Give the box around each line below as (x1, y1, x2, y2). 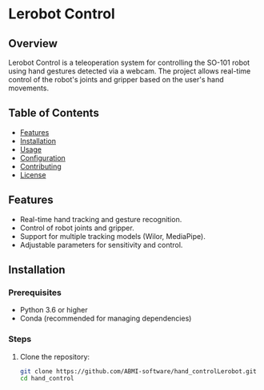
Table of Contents (8, 106, 100, 120)
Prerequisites (8, 287, 62, 298)
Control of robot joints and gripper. (19, 223, 134, 233)
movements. (8, 83, 50, 93)
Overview (8, 37, 58, 50)
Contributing (19, 161, 62, 171)
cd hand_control (19, 375, 74, 383)
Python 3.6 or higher (19, 305, 88, 315)
